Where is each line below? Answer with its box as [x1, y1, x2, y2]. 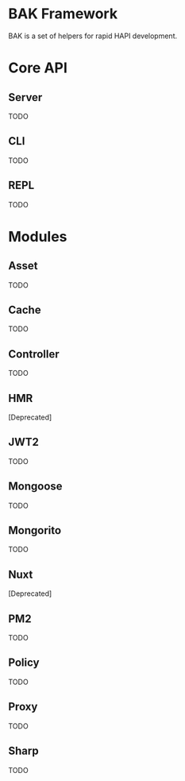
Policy [8, 656, 40, 670]
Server [8, 91, 43, 104]
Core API [8, 59, 67, 77]
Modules [8, 227, 67, 246]
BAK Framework [8, 5, 118, 23]
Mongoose [8, 480, 63, 493]
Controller [8, 347, 60, 361]
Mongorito [8, 524, 62, 537]
